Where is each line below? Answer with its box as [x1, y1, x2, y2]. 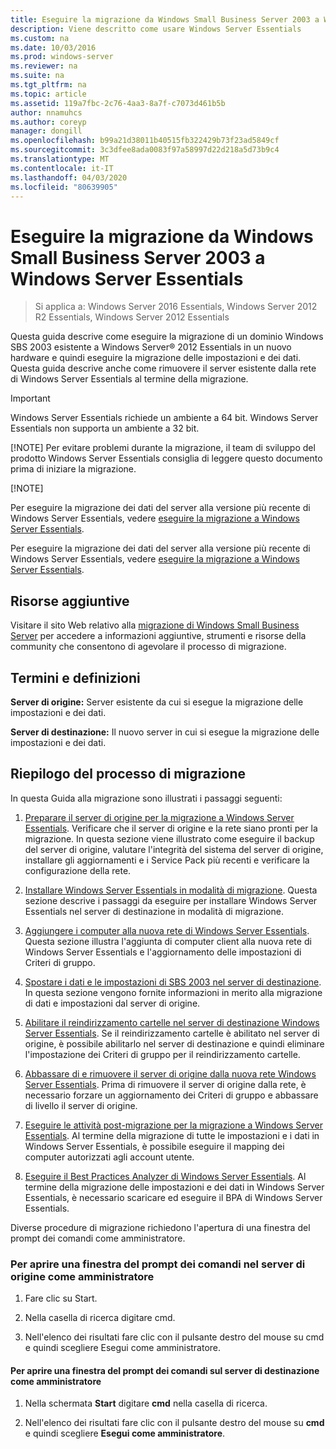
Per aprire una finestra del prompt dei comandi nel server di [10, 1257, 306, 1271]
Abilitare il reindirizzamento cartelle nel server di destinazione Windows [24, 1016, 320, 1028]
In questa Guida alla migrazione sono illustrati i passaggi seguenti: [10, 792, 283, 804]
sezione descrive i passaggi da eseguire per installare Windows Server [24, 894, 318, 906]
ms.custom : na [10, 33, 70, 43]
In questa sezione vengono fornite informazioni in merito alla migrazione [24, 986, 323, 998]
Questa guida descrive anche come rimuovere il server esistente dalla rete [10, 362, 317, 375]
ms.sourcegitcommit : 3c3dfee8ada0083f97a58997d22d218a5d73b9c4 [10, 145, 280, 155]
